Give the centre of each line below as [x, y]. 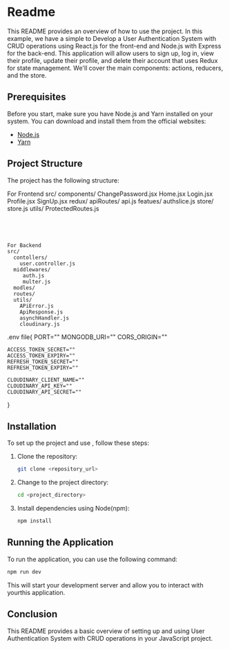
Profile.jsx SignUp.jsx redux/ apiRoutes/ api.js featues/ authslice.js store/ [111, 201]
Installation [32, 426]
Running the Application [60, 543]
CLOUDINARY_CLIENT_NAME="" [46, 380]
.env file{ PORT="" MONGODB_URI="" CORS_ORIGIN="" [87, 337]
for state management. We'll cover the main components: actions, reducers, [115, 68]
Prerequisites [37, 97]
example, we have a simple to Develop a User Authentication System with [112, 38]
